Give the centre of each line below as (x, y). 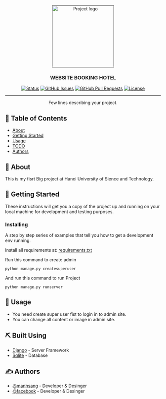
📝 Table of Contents (36, 118)
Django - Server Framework (41, 350)
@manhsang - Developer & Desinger (50, 386)
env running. (18, 240)
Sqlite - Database (30, 355)
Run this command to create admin (41, 260)
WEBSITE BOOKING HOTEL (83, 77)
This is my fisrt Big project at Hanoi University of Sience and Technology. (80, 178)
